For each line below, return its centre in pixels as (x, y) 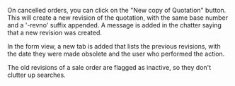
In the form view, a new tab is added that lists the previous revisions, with (114, 46)
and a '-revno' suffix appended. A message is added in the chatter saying (114, 25)
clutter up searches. (36, 75)
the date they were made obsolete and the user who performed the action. (116, 54)
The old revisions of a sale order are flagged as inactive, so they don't (109, 67)
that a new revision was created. (55, 32)
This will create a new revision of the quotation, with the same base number (118, 18)
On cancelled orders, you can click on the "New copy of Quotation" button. (117, 10)
